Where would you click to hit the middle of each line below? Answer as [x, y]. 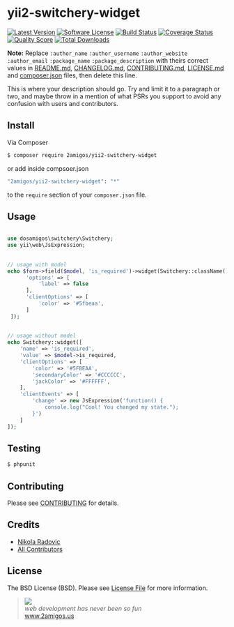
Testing [24, 448]
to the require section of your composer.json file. [77, 195]
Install [21, 126]
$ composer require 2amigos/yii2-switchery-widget [82, 155]
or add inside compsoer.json [48, 168]
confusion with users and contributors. [63, 103]
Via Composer [28, 142]
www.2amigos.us [49, 616]
